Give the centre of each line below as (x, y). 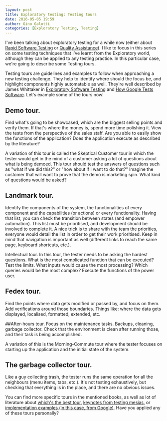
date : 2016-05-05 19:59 (30, 19)
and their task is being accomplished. (44, 334)
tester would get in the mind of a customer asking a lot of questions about (81, 158)
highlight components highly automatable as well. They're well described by (83, 84)
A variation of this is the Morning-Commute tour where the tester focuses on (84, 344)
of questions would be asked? (36, 180)
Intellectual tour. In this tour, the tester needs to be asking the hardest (77, 254)
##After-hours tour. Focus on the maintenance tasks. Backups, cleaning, (80, 324)
